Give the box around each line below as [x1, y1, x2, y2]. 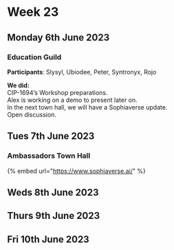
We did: [7, 81, 30, 90]
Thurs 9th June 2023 [7, 210, 100, 222]
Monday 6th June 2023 [7, 32, 110, 43]
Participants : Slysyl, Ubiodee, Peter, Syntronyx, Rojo [7, 67, 157, 76]
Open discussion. [7, 110, 57, 118]
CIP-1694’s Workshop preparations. [7, 88, 108, 96]
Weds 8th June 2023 [7, 187, 99, 198]
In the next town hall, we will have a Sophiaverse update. [7, 103, 168, 111]
